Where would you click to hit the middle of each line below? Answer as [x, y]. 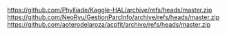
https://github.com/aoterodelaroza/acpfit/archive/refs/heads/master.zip [109, 24]
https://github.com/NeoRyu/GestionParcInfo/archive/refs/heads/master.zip [113, 17]
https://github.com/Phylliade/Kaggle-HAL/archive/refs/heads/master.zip [110, 10]
